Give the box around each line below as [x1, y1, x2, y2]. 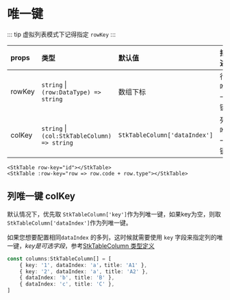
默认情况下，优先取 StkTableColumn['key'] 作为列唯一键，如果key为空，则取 [7, 210, 221, 218]
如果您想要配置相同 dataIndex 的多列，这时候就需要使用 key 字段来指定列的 [7, 233, 217, 241]
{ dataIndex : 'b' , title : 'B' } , [19, 275, 115, 282]
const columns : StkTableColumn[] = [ [7, 255, 112, 262]
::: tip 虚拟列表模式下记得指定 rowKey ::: [7, 30, 116, 38]
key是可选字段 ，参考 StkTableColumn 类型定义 [25, 241, 155, 250]
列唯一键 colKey [7, 190, 75, 202]
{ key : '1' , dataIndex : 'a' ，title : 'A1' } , [19, 262, 148, 268]
